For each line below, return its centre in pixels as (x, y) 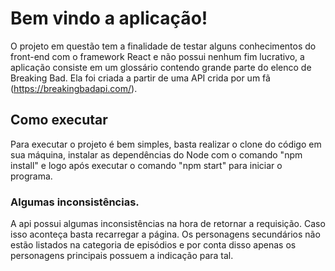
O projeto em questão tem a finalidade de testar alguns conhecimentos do (163, 46)
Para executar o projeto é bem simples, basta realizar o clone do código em (166, 144)
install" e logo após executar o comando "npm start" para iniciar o (146, 165)
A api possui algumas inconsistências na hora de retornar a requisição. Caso (168, 224)
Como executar (59, 120)
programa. (31, 176)
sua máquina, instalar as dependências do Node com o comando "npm (156, 154)
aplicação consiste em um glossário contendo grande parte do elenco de (161, 67)
